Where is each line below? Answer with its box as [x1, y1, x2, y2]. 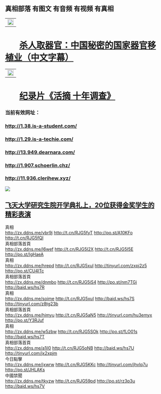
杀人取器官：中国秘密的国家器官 [19, 40, 148, 51]
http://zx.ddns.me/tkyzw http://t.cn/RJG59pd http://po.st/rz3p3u [5, 378, 135, 384]
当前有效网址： [5, 109, 40, 116]
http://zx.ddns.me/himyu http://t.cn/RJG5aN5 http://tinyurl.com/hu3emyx [5, 312, 153, 318]
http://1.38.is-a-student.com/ [5, 123, 77, 129]
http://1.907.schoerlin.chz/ [5, 162, 70, 168]
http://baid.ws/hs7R [5, 284, 45, 290]
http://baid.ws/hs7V [5, 383, 45, 389]
